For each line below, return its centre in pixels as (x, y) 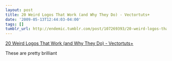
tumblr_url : (18, 29)
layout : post (19, 10)
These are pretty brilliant (31, 53)
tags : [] (15, 24)
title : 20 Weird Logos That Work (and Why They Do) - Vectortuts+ (78, 15)
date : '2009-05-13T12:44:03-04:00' (43, 19)
